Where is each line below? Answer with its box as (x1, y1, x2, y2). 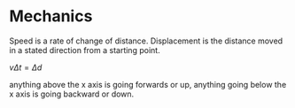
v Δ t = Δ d (9, 62, 43, 73)
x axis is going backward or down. (9, 89, 135, 99)
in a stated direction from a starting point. (9, 44, 161, 55)
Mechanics (9, 6, 93, 27)
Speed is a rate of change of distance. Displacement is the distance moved (9, 35, 283, 46)
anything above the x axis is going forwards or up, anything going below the (9, 79, 287, 89)
